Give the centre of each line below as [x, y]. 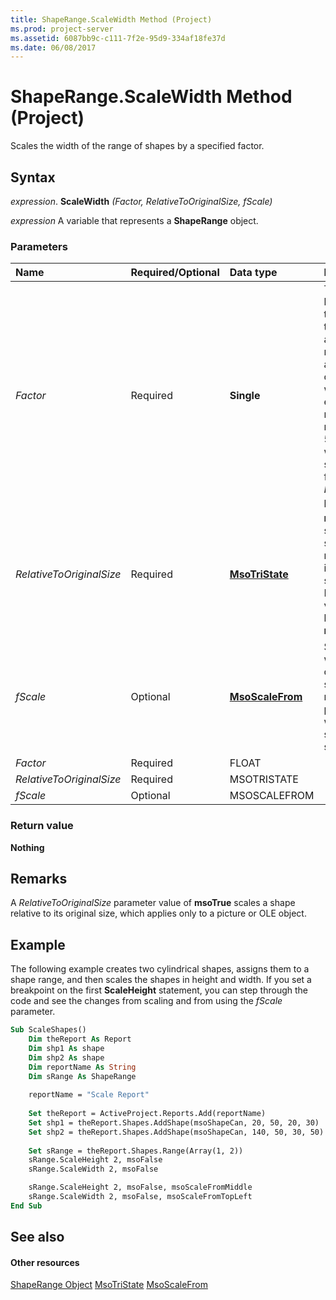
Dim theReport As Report [80, 1039]
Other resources [45, 1262]
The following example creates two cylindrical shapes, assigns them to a [160, 969]
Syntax [33, 177]
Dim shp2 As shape [66, 1057]
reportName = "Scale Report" [89, 1095]
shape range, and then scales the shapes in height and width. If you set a [161, 980]
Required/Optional [175, 273]
